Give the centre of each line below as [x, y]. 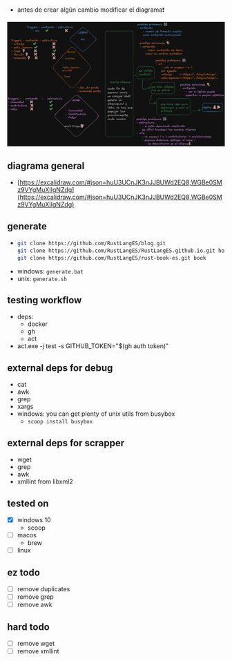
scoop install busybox [60, 422]
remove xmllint [38, 651]
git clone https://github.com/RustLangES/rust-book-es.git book [112, 258]
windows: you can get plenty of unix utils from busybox [96, 414]
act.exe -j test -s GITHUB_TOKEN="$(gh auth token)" [93, 346]
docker [38, 324]
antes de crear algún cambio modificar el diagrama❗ [90, 10]
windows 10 [34, 519]
